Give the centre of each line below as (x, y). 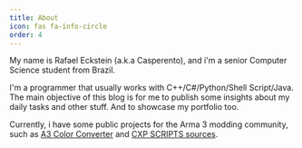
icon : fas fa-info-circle (58, 26)
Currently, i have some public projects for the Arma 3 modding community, (149, 124)
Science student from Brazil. (63, 70)
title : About (34, 18)
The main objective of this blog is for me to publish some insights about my (150, 97)
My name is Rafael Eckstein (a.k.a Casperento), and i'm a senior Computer (148, 61)
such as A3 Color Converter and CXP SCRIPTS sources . (114, 134)
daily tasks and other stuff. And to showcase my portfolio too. (124, 107)
